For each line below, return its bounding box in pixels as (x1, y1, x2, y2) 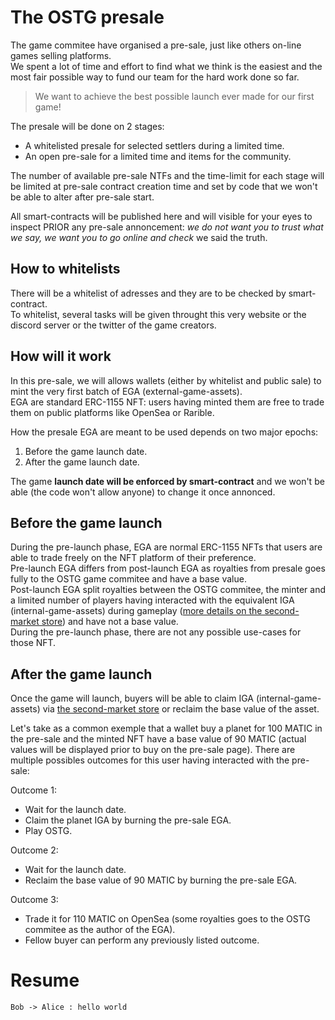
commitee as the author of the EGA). (24, 924, 176, 936)
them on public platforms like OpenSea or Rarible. (10, 406, 215, 418)
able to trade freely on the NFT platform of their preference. (10, 552, 257, 564)
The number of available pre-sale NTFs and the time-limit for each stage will (10, 169, 325, 181)
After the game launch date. (24, 456, 140, 468)
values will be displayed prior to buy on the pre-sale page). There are (10, 744, 296, 756)
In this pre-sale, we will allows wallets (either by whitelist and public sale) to (10, 374, 322, 386)
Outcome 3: (10, 894, 59, 906)
